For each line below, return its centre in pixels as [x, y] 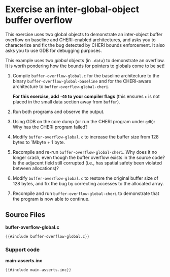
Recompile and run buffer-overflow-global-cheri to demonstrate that [86, 193]
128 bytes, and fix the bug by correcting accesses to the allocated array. [88, 183]
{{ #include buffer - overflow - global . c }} [47, 236]
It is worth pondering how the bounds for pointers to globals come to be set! [85, 66]
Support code [23, 250]
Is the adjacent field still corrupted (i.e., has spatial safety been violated [87, 163]
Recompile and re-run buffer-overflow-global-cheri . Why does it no [85, 152]
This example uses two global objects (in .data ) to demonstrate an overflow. [85, 60]
